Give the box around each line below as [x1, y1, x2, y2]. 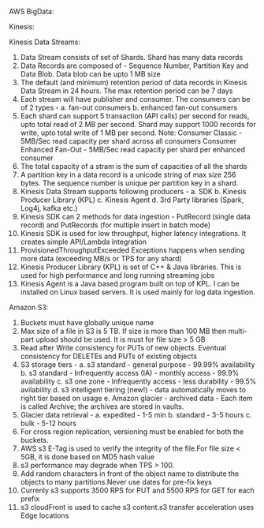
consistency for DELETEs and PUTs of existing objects [20, 351, 198, 361]
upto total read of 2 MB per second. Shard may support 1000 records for [20, 120, 256, 129]
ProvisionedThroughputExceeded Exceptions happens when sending [20, 245, 245, 255]
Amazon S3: [9, 303, 49, 312]
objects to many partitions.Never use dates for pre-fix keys [20, 477, 212, 486]
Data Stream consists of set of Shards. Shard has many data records [20, 53, 244, 62]
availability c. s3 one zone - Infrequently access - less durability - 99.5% [20, 376, 257, 386]
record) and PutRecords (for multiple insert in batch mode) [20, 220, 211, 230]
